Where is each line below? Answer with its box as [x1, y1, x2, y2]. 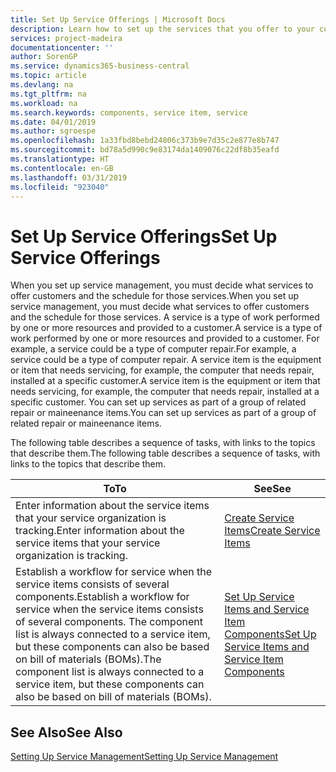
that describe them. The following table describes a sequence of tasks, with [10, 447, 321, 460]
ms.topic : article [10, 71, 87, 81]
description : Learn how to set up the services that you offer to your [10, 24, 315, 34]
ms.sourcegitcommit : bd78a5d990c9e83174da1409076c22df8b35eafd [10, 145, 280, 155]
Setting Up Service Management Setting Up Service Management [10, 751, 279, 763]
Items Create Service [224, 524, 321, 538]
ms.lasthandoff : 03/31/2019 [10, 172, 128, 183]
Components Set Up [224, 627, 317, 641]
